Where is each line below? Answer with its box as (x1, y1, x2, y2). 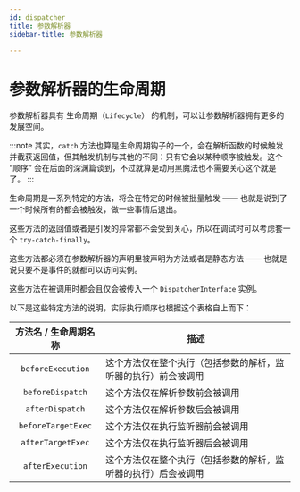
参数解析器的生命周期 (9, 79, 167, 99)
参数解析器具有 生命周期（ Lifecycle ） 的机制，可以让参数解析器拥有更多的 (9, 110, 285, 121)
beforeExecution (21, 364, 90, 374)
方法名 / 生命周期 (14, 326, 87, 338)
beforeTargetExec (18, 421, 92, 431)
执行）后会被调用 (132, 467, 204, 479)
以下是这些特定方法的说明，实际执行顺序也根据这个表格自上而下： (9, 302, 252, 313)
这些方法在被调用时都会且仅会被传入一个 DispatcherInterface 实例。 (9, 284, 262, 294)
